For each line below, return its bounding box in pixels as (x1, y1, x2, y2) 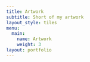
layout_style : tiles (6, 19, 58, 25)
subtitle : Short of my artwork (6, 14, 84, 20)
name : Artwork (17, 36, 52, 42)
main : (11, 31, 26, 37)
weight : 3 (17, 42, 42, 48)
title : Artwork (6, 8, 44, 15)
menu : (6, 25, 20, 31)
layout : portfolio (6, 47, 52, 53)
